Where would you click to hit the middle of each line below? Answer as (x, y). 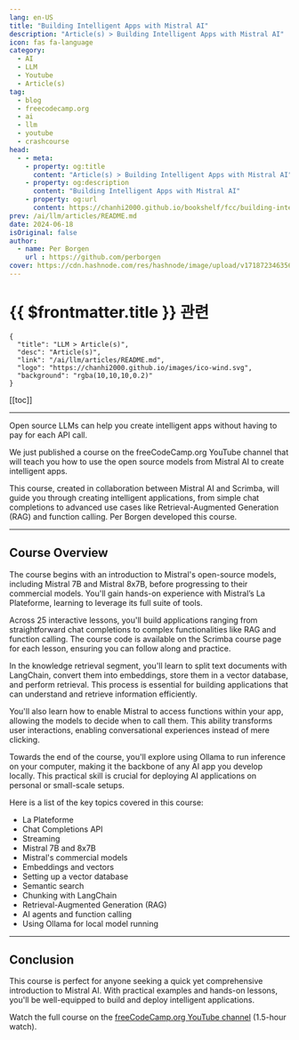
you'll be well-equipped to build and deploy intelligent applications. (132, 1000)
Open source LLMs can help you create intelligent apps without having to (143, 425)
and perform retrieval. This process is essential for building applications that (149, 684)
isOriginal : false (43, 232)
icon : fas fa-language (51, 42)
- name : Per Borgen (53, 249)
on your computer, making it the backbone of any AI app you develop (136, 766)
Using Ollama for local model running (90, 923)
